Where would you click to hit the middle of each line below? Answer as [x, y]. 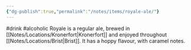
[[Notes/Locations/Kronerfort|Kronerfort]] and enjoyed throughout [86, 34]
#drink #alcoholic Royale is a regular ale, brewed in [68, 28]
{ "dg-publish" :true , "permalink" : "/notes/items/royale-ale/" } [83, 11]
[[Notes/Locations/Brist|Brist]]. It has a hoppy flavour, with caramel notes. [96, 41]
